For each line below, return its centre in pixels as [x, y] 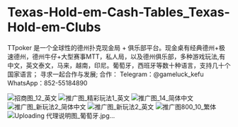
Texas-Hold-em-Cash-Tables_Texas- [119, 12]
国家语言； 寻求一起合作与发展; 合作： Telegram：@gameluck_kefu [106, 74]
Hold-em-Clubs [54, 27]
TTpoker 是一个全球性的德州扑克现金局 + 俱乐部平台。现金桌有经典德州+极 [116, 47]
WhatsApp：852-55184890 [47, 83]
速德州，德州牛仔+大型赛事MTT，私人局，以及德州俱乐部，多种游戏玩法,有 [117, 56]
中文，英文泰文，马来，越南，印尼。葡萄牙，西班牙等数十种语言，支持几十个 [119, 65]
